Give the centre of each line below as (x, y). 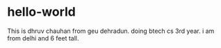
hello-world (42, 12)
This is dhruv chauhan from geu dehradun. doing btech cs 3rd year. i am (111, 31)
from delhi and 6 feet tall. (43, 38)
